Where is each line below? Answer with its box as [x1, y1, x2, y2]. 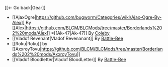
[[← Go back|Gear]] [5, 5, 46, 10]
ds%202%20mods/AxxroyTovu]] [12, 51, 80, 57]
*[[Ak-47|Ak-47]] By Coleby [51, 30, 110, 36]
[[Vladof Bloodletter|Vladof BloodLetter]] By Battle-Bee [12, 57, 127, 62]
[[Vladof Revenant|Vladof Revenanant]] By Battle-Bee [12, 35, 124, 41]
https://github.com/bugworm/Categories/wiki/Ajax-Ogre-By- [36, 14, 162, 20]
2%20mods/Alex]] [12, 30, 50, 36]
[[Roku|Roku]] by [12, 41, 48, 47]
